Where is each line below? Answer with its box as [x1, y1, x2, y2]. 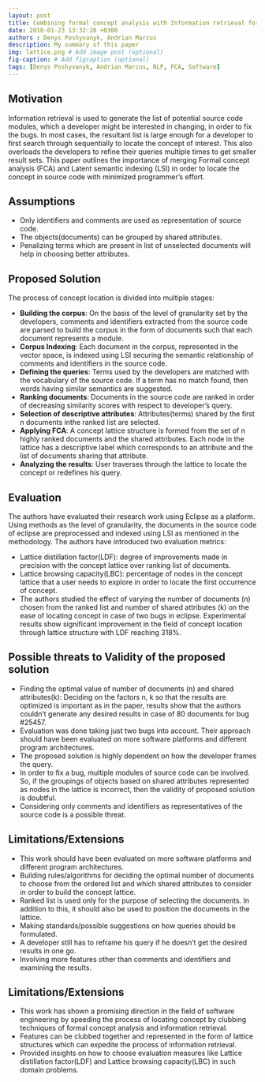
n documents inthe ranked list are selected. [19, 418, 160, 427]
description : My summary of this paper [8, 41, 140, 49]
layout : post [8, 11, 51, 20]
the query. [19, 759, 54, 768]
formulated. [19, 929, 58, 938]
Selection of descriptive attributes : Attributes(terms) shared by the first [19, 409, 255, 419]
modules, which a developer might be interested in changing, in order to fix [8, 122, 252, 131]
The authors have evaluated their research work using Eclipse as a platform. [8, 512, 256, 521]
